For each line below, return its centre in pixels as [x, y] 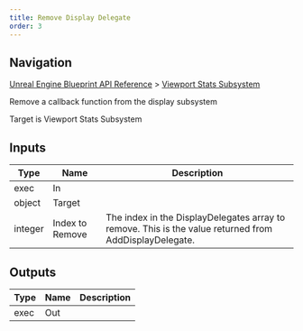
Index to [70, 224]
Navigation [41, 63]
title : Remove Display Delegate [70, 18]
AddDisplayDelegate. [150, 240]
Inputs [28, 147]
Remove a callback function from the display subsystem [114, 102]
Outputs [33, 272]
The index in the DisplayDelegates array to [195, 217]
